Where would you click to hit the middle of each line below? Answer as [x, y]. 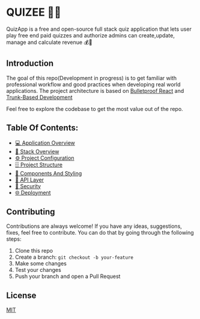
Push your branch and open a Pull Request [68, 276]
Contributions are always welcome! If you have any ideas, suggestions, [94, 226]
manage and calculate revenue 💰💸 [49, 42]
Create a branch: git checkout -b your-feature [74, 257]
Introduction [30, 64]
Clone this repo [34, 251]
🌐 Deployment [33, 192]
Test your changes [38, 270]
